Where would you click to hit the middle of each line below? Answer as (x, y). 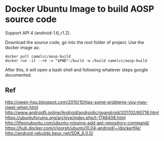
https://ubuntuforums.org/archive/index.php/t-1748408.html (65, 118)
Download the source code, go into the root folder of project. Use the (75, 42)
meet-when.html (22, 107)
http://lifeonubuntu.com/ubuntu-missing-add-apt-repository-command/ (77, 122)
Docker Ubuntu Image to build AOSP (80, 9)
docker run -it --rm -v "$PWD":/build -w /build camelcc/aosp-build (76, 60)
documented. (19, 75)
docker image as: (22, 47)
